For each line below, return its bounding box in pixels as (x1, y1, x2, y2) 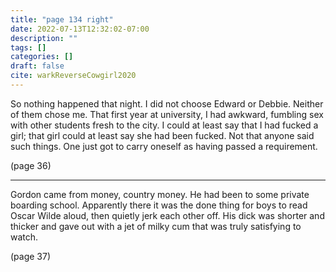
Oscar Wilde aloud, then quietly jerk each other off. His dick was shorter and (10, 209, 325, 221)
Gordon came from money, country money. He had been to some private (10, 188, 310, 200)
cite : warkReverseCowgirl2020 (10, 71, 137, 81)
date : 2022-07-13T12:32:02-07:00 (10, 24, 150, 34)
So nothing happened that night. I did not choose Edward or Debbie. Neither (10, 97, 324, 110)
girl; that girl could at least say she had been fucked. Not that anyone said (10, 129, 315, 141)
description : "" (10, 33, 78, 43)
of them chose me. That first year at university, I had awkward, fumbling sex (10, 108, 324, 120)
